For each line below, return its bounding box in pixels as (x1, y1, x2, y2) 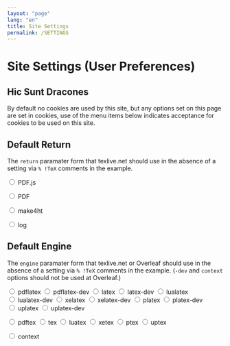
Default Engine (7, 241, 72, 253)
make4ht (17, 207, 43, 215)
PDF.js (17, 178, 36, 187)
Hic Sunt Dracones (7, 86, 89, 97)
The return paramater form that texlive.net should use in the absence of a (7, 157, 216, 165)
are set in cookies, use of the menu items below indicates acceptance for (7, 111, 214, 120)
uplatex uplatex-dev (17, 303, 85, 312)
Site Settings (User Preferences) (7, 59, 196, 74)
